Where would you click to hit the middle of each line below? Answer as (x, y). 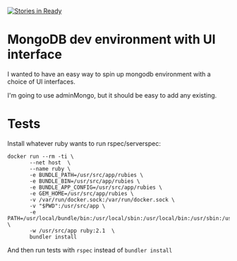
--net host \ (50, 163)
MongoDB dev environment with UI (112, 40)
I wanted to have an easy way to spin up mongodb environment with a (109, 74)
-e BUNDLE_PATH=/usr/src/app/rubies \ (86, 175)
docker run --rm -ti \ (41, 156)
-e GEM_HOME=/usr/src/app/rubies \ (81, 193)
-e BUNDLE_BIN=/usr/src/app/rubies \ (85, 181)
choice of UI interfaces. (41, 81)
